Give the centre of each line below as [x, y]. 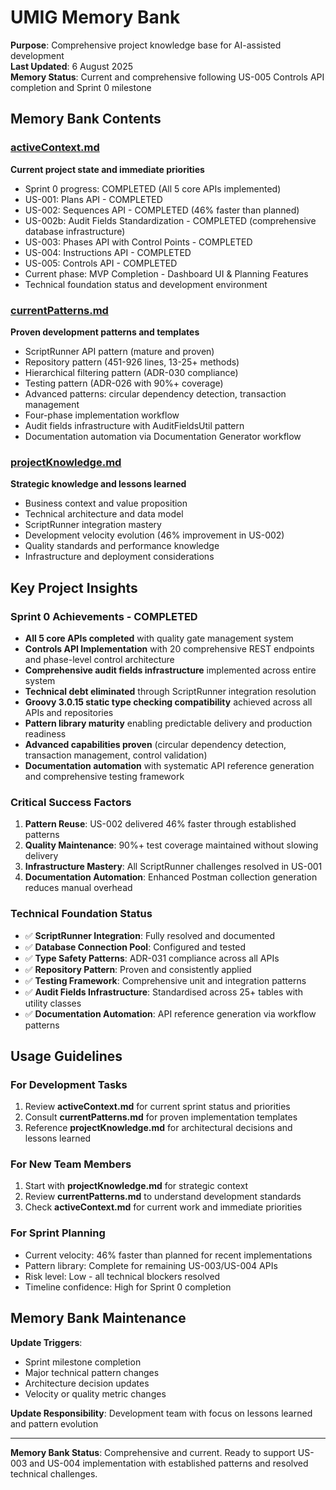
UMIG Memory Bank [95, 17]
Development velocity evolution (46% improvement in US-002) [154, 535]
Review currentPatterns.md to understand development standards [163, 1197]
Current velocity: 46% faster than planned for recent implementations [168, 1255]
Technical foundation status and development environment [146, 284]
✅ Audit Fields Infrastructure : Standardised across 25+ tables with [163, 992]
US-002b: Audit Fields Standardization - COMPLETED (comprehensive [170, 220]
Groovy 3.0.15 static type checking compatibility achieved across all [168, 702]
